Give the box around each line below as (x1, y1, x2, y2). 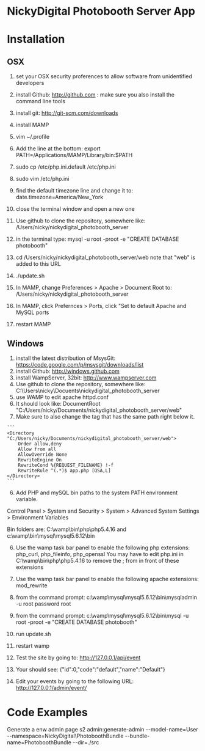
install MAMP (15, 121, 49, 129)
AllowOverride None (18, 452, 68, 458)
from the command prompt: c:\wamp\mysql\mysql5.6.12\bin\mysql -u (15, 612, 189, 619)
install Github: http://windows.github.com (15, 368, 120, 375)
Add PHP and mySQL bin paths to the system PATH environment (15, 489, 178, 496)
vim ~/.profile (15, 133, 50, 141)
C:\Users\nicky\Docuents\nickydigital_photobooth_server (15, 387, 160, 394)
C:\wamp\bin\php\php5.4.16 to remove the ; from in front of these (15, 557, 179, 564)
